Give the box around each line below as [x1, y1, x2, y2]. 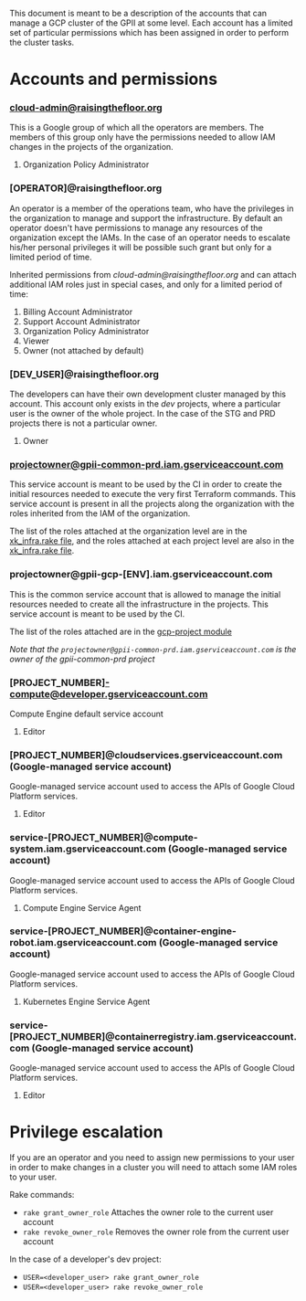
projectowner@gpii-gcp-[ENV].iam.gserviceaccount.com [9, 568, 273, 581]
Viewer [22, 335, 50, 346]
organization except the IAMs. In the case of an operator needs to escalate [9, 232, 290, 243]
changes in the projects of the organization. [9, 142, 174, 153]
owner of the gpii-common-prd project [9, 653, 155, 664]
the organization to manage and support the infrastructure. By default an [9, 212, 283, 223]
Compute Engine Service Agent [22, 902, 142, 913]
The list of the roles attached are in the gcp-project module [9, 626, 233, 637]
